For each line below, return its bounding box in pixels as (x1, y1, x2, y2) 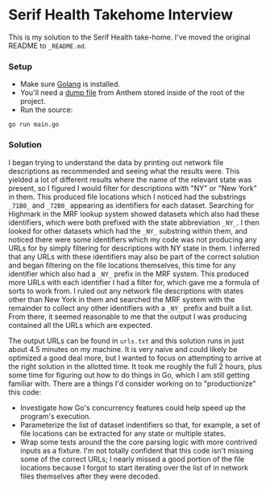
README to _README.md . (8, 40, 87, 50)
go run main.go (8, 121, 60, 129)
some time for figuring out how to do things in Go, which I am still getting (8, 370, 250, 379)
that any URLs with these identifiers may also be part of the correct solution (8, 251, 260, 261)
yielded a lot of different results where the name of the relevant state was (8, 175, 252, 184)
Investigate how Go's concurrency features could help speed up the (19, 403, 246, 412)
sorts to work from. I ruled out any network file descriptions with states (8, 286, 244, 296)
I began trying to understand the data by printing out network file (8, 157, 224, 167)
